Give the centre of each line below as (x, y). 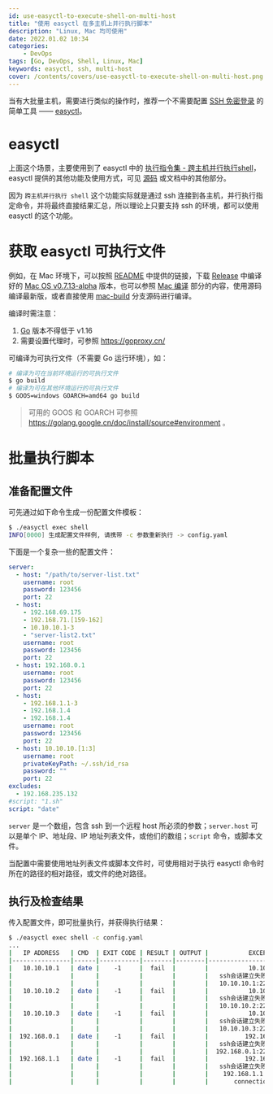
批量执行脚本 (52, 458)
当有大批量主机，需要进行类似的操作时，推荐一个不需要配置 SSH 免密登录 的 (136, 100)
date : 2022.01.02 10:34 (49, 39)
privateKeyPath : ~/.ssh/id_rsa (76, 764)
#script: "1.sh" (36, 801)
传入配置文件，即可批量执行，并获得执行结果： (87, 922)
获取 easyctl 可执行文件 (87, 251)
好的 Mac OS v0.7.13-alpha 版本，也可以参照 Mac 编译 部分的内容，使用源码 (135, 285)
